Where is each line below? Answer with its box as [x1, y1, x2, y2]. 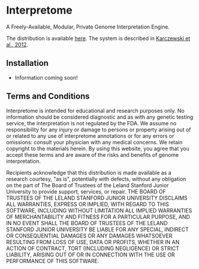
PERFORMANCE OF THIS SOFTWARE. [6, 257, 99, 264]
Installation [6, 58, 49, 68]
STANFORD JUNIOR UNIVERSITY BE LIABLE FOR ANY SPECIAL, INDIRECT [6, 226, 189, 233]
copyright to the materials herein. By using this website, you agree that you [6, 145, 190, 152]
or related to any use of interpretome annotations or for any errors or [6, 132, 175, 140]
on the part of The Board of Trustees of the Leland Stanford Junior [6, 182, 169, 189]
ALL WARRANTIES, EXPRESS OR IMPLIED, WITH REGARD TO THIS [6, 200, 169, 208]
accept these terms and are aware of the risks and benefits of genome [6, 151, 179, 158]
